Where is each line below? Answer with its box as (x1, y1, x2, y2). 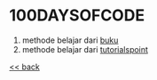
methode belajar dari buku (21, 35, 119, 45)
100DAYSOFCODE (9, 5, 145, 26)
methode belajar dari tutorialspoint (21, 44, 149, 54)
